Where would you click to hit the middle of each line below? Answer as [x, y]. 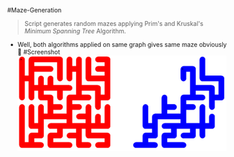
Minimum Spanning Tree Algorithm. [75, 31]
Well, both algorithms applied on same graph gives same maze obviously [122, 44]
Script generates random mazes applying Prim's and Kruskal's [114, 23]
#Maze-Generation [34, 10]
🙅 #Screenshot [39, 52]
